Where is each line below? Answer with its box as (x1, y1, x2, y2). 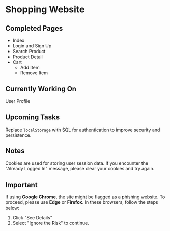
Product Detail (12, 54, 43, 60)
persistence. (5, 132, 32, 138)
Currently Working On (5, 85, 77, 93)
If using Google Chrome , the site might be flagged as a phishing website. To (5, 194, 165, 200)
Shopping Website (5, 4, 85, 15)
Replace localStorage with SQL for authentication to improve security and (5, 126, 160, 133)
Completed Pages (5, 24, 63, 33)
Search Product (12, 48, 46, 54)
